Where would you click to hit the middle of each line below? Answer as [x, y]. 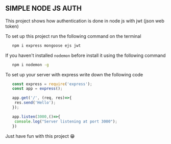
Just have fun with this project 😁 [40, 136]
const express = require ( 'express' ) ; [52, 84]
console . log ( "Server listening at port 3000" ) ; [66, 121]
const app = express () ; [37, 89]
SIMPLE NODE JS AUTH [43, 8]
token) [12, 26]
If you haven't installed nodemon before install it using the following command [86, 55]
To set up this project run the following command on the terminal [73, 36]
